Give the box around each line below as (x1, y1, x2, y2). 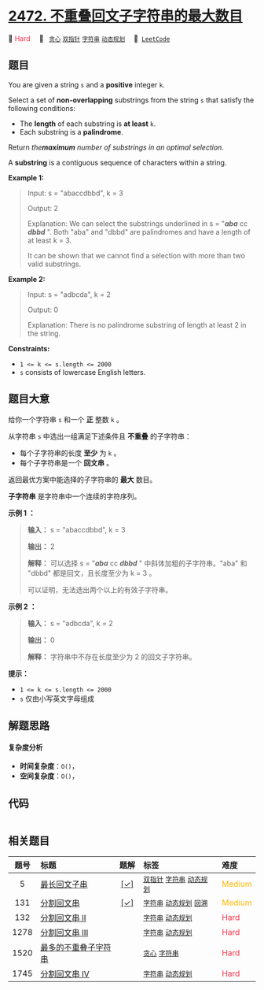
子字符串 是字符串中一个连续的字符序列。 (8, 491, 141, 501)
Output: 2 (27, 203, 59, 213)
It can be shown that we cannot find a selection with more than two (27, 250, 246, 260)
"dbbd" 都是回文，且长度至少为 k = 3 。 (27, 568, 156, 577)
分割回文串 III (40, 927, 89, 938)
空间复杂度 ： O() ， (19, 771, 79, 781)
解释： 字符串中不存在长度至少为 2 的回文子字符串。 (27, 651, 196, 662)
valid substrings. (27, 259, 82, 269)
